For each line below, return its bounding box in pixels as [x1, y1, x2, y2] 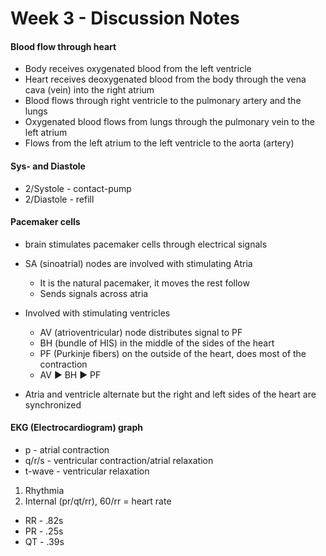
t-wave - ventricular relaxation [24, 465, 150, 477]
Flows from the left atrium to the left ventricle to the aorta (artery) [24, 137, 295, 149]
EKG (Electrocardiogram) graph [10, 422, 144, 434]
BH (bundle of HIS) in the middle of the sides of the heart [39, 337, 275, 349]
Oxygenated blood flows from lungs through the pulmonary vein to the [24, 116, 315, 128]
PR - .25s [24, 525, 64, 537]
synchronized [24, 398, 82, 411]
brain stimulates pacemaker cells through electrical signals [24, 238, 268, 250]
